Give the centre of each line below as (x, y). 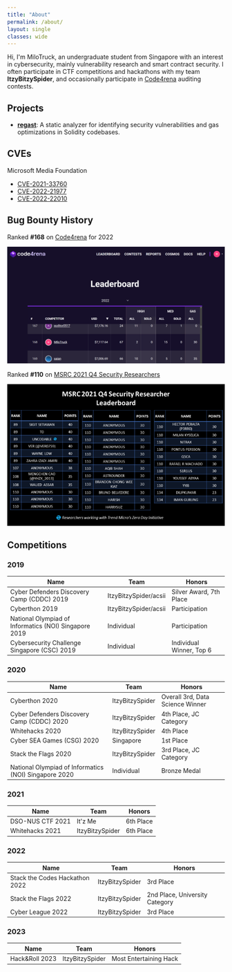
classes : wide (28, 37)
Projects (26, 108)
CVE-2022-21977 (42, 191)
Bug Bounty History (50, 220)
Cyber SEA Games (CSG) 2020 (55, 740)
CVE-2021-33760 (42, 184)
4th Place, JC (180, 714)
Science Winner (184, 704)
